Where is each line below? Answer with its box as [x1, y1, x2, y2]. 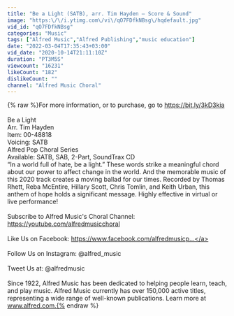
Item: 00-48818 [7, 131, 52, 139]
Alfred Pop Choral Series [7, 145, 79, 154]
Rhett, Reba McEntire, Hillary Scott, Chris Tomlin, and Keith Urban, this [7, 182, 210, 191]
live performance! [7, 197, 58, 206]
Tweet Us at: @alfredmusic [7, 264, 85, 273]
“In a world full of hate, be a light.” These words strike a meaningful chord [7, 160, 219, 168]
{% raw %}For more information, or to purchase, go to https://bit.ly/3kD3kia [7, 101, 225, 109]
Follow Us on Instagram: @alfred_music [7, 250, 122, 258]
